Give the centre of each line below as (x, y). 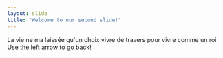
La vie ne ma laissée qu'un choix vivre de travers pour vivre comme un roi (112, 39)
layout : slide (28, 13)
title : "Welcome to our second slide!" (64, 20)
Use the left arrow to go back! (49, 47)
